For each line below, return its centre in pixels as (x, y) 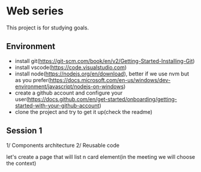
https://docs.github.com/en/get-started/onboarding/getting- (103, 99)
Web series (35, 11)
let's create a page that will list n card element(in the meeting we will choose (101, 156)
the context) (21, 163)
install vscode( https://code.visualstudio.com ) (71, 67)
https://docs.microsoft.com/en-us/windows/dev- (110, 80)
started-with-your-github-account (57, 105)
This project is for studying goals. (47, 28)
